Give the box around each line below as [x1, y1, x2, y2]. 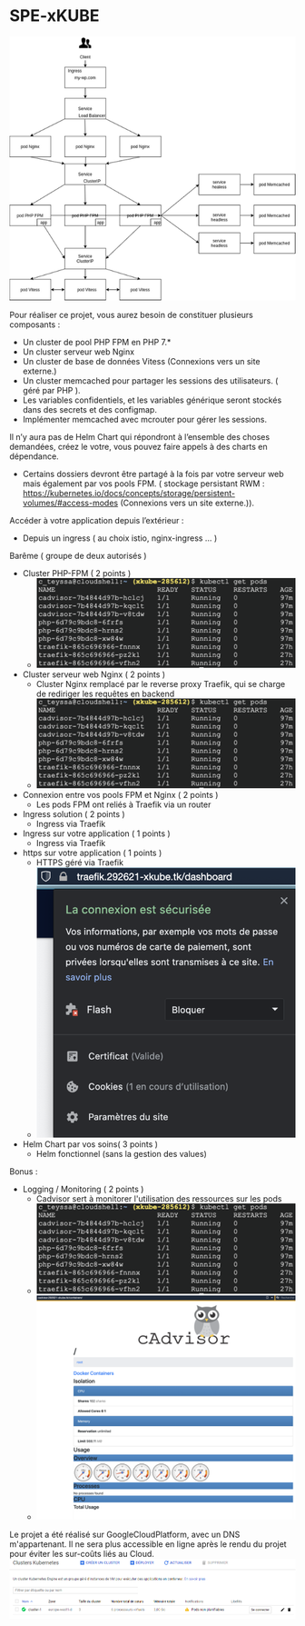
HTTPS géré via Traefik [35, 856, 124, 868]
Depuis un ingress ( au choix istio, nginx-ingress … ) [22, 533, 218, 544]
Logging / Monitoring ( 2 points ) [22, 1183, 144, 1195]
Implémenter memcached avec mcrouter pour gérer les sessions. [22, 414, 268, 424]
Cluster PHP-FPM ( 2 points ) [22, 567, 132, 578]
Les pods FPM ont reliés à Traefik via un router [35, 799, 212, 810]
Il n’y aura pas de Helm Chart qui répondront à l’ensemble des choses [9, 431, 271, 442]
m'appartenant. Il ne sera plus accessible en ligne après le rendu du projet [9, 1538, 288, 1550]
